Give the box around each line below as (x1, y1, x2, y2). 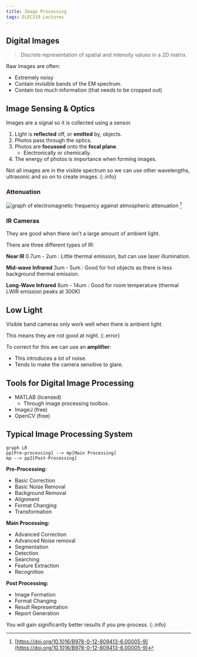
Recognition (14, 568, 44, 575)
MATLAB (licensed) (14, 394, 62, 400)
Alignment (14, 496, 40, 503)
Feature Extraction (14, 562, 60, 569)
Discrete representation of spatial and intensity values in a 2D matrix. (20, 51, 188, 59)
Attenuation (6, 188, 41, 196)
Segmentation (14, 543, 49, 550)
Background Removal (14, 489, 66, 496)
